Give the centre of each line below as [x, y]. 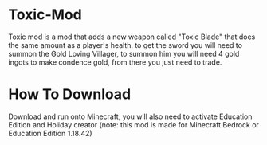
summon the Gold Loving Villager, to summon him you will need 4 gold [124, 53]
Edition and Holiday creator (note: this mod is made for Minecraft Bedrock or [133, 124]
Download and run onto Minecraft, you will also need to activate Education [130, 116]
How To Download [70, 94]
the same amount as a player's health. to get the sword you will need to [126, 45]
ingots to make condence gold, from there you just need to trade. [115, 62]
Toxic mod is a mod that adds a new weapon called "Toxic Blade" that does [132, 37]
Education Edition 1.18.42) [51, 133]
